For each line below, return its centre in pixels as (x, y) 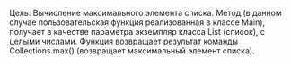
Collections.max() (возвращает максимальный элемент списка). (132, 51)
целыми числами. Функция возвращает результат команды (124, 41)
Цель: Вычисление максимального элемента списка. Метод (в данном (146, 13)
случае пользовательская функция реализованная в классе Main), (137, 22)
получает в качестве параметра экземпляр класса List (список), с (137, 32)
